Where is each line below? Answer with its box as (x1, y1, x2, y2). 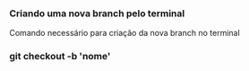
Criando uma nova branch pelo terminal (9, 7, 185, 20)
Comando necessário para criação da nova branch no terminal (9, 28, 240, 39)
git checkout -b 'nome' (9, 50, 111, 63)
